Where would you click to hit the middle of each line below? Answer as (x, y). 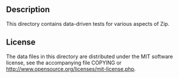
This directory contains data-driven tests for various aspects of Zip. (88, 23)
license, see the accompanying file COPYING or (64, 62)
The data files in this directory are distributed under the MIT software (89, 56)
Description (28, 10)
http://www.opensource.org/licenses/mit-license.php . (71, 69)
